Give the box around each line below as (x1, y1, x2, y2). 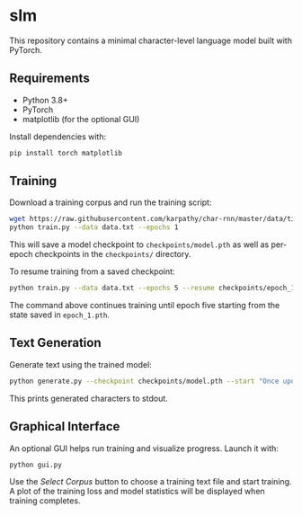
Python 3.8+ (22, 94, 69, 105)
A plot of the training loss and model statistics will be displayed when (9, 486, 265, 497)
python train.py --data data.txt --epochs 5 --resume (9, 284, 216, 293)
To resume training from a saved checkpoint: (9, 266, 175, 277)
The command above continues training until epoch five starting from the (9, 300, 280, 311)
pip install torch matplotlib (9, 148, 123, 157)
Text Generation (9, 335, 102, 351)
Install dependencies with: (9, 131, 107, 142)
